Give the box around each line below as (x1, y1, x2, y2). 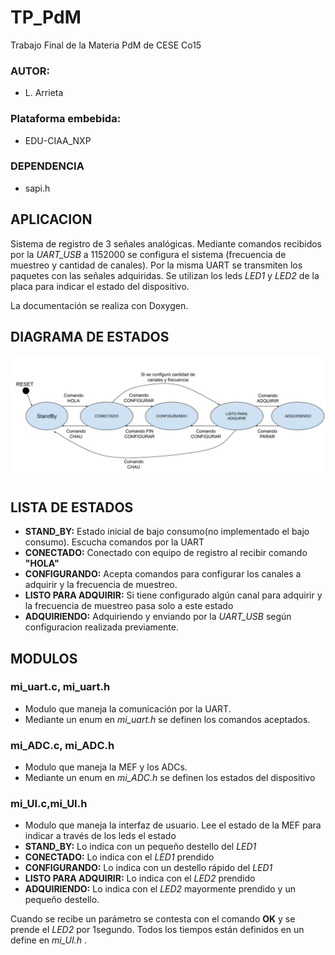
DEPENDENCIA (10, 159, 85, 173)
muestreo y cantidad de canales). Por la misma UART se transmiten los (10, 259, 303, 271)
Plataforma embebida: (10, 112, 122, 126)
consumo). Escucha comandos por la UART (24, 536, 205, 548)
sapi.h (24, 182, 51, 194)
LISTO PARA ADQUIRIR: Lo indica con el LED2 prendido (24, 872, 256, 885)
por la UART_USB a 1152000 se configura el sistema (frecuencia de (10, 248, 287, 260)
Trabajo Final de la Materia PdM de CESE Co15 (10, 39, 202, 51)
